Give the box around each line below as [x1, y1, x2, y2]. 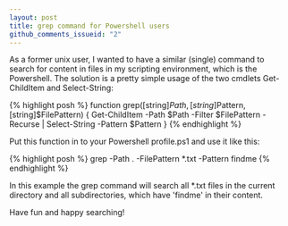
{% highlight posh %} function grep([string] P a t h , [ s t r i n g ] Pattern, [9, 100, 246, 111]
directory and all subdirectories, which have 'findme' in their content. [9, 189, 264, 201]
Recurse [9, 119, 40, 130]
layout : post [9, 13, 58, 22]
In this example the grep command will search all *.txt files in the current [9, 180, 275, 191]
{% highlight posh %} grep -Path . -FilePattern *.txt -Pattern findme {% [9, 154, 270, 164]
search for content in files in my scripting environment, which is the [9, 63, 258, 74]
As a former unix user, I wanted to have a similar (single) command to [9, 54, 265, 65]
